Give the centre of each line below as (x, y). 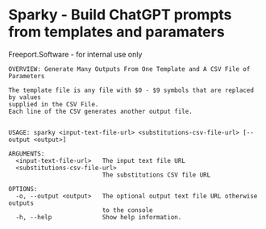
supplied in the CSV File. (54, 104)
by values (25, 97)
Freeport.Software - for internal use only (75, 54)
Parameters (27, 76)
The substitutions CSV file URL (156, 175)
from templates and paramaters (116, 32)
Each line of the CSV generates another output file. (101, 111)
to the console (127, 210)
